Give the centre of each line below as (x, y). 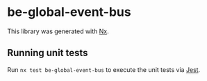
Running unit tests (48, 53)
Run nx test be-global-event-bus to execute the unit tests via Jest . (104, 69)
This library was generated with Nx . (58, 31)
